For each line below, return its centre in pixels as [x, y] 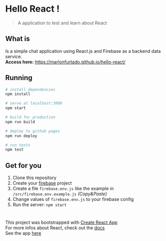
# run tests [18, 145]
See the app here [23, 233]
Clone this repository [35, 178]
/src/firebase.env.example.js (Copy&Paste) [60, 194]
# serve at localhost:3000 [34, 104]
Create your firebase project [42, 183]
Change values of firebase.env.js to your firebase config [73, 199]
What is [18, 39]
